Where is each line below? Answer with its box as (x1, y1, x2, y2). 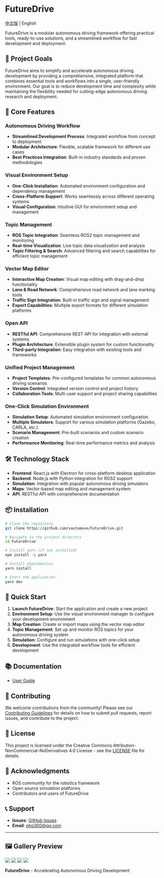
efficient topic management (12, 253, 68, 259)
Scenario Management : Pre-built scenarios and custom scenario (12, 430, 144, 436)
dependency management (12, 188, 65, 194)
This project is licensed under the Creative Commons (5, 742, 112, 748)
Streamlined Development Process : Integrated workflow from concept (12, 134, 156, 139)
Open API (5, 320, 28, 326)
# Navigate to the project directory (5, 534, 82, 539)
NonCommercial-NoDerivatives (5, 747, 68, 753)
